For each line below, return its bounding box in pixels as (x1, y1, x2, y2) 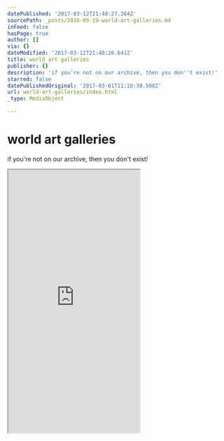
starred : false (7, 75, 52, 83)
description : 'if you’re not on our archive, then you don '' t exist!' (7, 69, 218, 76)
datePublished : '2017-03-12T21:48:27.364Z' (7, 10, 137, 18)
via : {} (7, 43, 30, 50)
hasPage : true (7, 29, 49, 37)
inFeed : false (7, 23, 49, 30)
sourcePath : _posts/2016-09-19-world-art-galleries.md (7, 17, 171, 24)
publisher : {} (7, 62, 49, 70)
